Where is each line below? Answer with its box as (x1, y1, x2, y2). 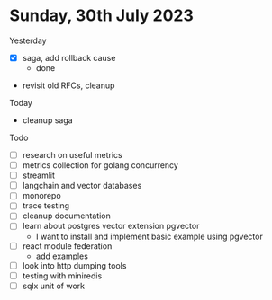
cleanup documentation (22, 210, 111, 221)
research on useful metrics (22, 150, 123, 160)
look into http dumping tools (22, 260, 127, 270)
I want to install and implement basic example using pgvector (35, 231, 263, 242)
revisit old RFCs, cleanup (22, 80, 115, 91)
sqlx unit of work (22, 280, 86, 291)
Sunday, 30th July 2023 (9, 5, 194, 26)
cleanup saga (22, 115, 74, 126)
